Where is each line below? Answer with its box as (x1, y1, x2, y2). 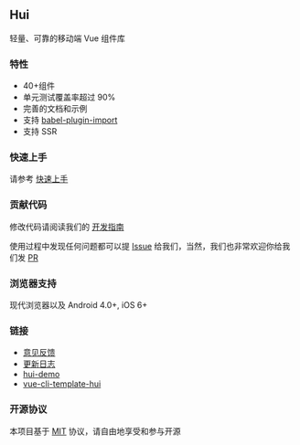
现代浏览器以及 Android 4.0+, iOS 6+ (9, 300, 148, 310)
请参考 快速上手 (9, 174, 69, 185)
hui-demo (22, 369, 60, 380)
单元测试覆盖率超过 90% (22, 91, 116, 103)
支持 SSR (22, 126, 58, 137)
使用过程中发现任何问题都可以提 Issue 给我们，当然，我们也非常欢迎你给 (9, 240, 283, 251)
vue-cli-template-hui (22, 378, 102, 389)
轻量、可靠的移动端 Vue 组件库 (9, 32, 125, 44)
